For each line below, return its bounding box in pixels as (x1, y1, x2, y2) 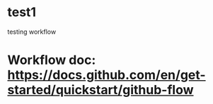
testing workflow (7, 27, 57, 36)
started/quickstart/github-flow (7, 82, 194, 98)
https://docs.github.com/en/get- (7, 67, 207, 83)
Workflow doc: (7, 52, 96, 68)
